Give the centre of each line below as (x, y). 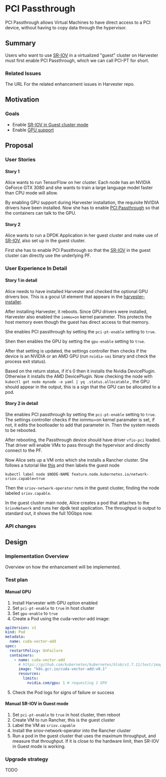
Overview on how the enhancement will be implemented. (63, 567)
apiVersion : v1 (21, 628)
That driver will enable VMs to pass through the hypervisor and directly (78, 445)
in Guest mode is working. (39, 746)
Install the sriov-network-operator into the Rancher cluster (71, 731)
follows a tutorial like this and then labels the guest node (62, 465)
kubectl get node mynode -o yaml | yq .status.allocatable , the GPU (77, 381)
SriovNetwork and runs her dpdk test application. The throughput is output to (83, 508)
